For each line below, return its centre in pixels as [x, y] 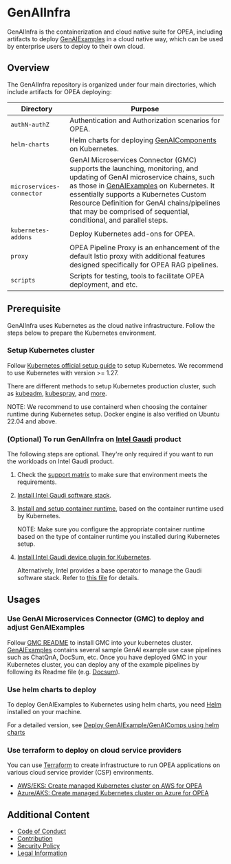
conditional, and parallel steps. [119, 220]
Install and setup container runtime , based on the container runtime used [120, 509]
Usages [24, 599]
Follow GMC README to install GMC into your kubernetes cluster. [100, 642]
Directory [37, 109]
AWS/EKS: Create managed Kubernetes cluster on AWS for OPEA [110, 786]
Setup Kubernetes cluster [51, 351]
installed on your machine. [45, 712]
